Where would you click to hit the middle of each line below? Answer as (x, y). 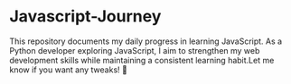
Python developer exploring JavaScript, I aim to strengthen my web (135, 50)
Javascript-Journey (85, 17)
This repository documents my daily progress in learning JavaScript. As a (146, 41)
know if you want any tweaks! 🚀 (69, 70)
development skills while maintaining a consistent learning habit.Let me (142, 60)
